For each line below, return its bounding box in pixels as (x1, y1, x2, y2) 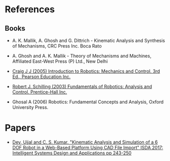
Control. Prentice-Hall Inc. (12, 89, 68, 95)
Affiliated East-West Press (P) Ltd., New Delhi (12, 58, 108, 64)
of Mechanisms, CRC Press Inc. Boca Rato (12, 43, 102, 49)
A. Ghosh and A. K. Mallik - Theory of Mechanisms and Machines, (12, 53, 152, 59)
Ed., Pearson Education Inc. (12, 74, 71, 80)
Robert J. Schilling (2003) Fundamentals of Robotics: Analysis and (12, 83, 152, 89)
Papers (5, 122, 36, 134)
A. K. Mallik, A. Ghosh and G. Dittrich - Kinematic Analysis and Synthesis (12, 37, 165, 43)
